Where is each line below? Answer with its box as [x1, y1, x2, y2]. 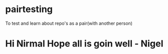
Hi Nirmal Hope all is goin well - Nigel [5, 38, 163, 49]
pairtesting [5, 4, 53, 15]
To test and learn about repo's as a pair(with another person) [5, 20, 133, 26]
